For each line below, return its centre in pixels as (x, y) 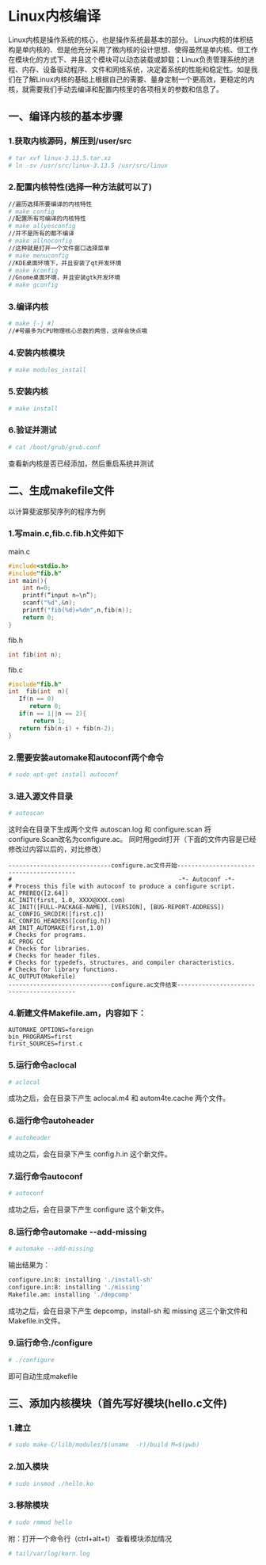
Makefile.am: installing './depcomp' (70, 1295)
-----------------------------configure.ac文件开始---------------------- (132, 865)
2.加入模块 (28, 1467)
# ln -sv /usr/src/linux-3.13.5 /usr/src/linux (88, 166)
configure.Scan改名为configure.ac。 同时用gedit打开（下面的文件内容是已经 (133, 839)
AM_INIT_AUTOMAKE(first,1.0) (56, 927)
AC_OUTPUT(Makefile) (42, 976)
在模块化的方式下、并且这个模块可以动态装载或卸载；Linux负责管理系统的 (128, 59)
